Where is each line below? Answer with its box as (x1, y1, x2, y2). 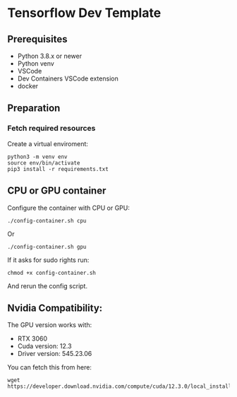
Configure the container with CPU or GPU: (7, 203, 130, 212)
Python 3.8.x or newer (17, 52, 83, 60)
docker (17, 82, 39, 90)
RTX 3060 (17, 334, 48, 343)
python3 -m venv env (7, 153, 68, 160)
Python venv (17, 59, 54, 68)
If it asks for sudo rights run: (7, 256, 90, 264)
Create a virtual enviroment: (7, 139, 88, 148)
